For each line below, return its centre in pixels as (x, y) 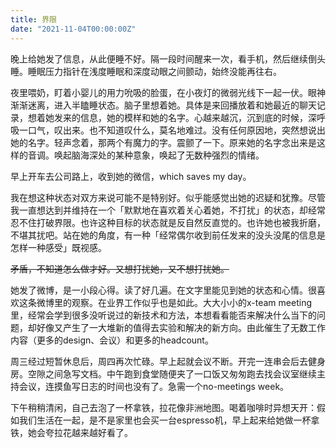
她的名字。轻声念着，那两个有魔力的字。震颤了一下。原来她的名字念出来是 (163, 142)
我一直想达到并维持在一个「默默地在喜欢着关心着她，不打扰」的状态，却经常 (168, 210)
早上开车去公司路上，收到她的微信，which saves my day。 (131, 176)
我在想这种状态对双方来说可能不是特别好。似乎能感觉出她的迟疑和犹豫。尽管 (168, 197)
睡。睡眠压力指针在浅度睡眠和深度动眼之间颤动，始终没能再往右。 (146, 71)
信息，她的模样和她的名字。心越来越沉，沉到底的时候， (193, 117)
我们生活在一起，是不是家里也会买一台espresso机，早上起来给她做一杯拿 (169, 420)
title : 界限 (33, 19)
